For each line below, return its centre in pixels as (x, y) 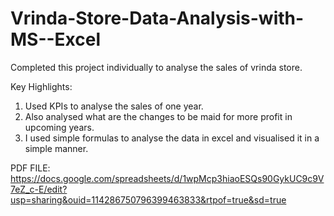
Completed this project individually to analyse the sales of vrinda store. (156, 67)
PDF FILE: (30, 168)
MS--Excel (56, 39)
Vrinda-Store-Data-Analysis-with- (157, 18)
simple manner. (56, 148)
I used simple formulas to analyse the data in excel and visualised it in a (172, 138)
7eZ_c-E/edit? (39, 189)
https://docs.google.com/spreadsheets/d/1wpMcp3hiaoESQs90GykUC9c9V (167, 178)
